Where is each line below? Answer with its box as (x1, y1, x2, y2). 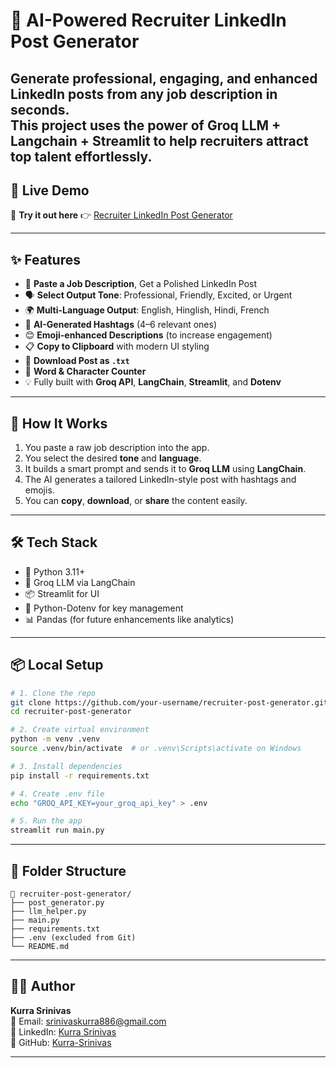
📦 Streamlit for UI (24, 587, 100, 599)
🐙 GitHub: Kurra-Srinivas (10, 1036, 112, 1048)
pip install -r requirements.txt (10, 770, 150, 781)
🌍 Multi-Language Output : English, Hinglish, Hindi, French (24, 304, 270, 316)
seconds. (10, 101, 70, 118)
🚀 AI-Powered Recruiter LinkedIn (10, 9, 287, 32)
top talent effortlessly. (10, 148, 153, 165)
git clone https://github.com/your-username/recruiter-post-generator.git (10, 697, 329, 708)
